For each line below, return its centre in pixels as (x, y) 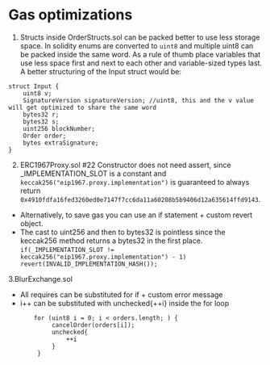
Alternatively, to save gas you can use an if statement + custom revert (136, 215)
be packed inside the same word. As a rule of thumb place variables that (140, 54)
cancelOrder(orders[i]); (93, 325)
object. (31, 223)
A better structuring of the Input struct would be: (100, 71)
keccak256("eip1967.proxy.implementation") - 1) (103, 257)
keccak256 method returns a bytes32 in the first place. (111, 241)
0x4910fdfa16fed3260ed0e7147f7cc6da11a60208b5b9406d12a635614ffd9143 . (140, 199)
